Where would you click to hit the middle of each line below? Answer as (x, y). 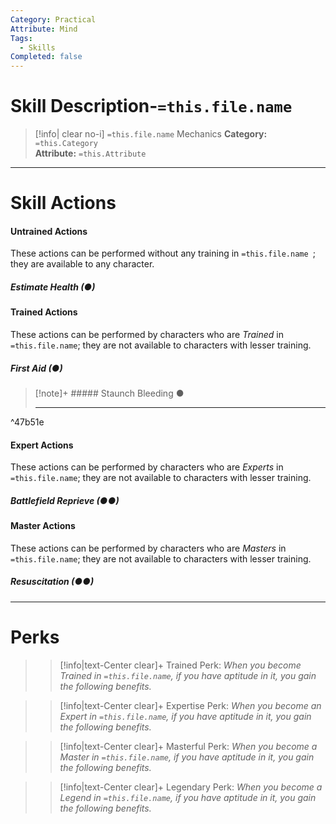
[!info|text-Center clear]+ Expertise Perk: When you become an (190, 705)
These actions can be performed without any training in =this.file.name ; (163, 253)
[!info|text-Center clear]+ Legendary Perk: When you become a (191, 787)
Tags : (21, 38)
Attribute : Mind (44, 29)
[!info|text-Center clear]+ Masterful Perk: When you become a (188, 746)
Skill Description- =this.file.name (151, 106)
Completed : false (46, 57)
